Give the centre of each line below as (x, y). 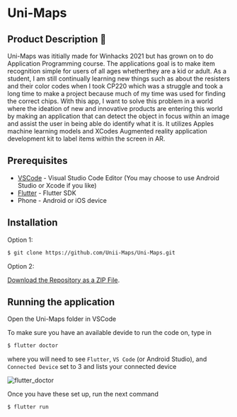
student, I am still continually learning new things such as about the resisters (119, 78)
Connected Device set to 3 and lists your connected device (92, 367)
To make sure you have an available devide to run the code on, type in (110, 333)
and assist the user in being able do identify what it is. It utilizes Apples (111, 124)
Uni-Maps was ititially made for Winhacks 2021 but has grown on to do (110, 56)
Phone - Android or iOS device (62, 200)
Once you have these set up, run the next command (83, 394)
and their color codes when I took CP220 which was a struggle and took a (115, 86)
